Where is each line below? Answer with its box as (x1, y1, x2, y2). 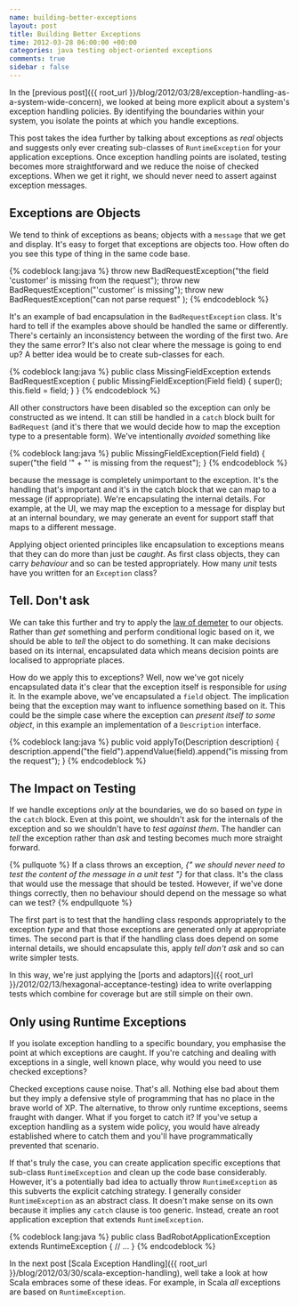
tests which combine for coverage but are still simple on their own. (9, 988, 254, 999)
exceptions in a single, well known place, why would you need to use (9, 1057, 263, 1068)
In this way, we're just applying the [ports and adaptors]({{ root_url (9, 970, 254, 980)
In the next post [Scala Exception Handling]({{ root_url (9, 1258, 207, 1269)
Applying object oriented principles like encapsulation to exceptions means (9, 539, 285, 550)
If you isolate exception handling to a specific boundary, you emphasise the (9, 1038, 287, 1049)
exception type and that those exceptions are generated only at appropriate (9, 924, 287, 935)
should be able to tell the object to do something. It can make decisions (9, 635, 271, 646)
